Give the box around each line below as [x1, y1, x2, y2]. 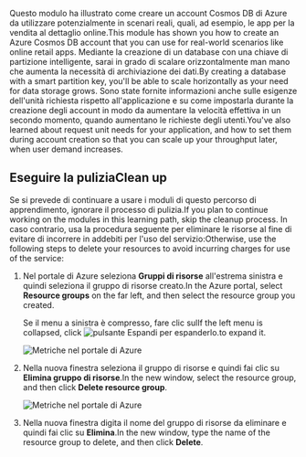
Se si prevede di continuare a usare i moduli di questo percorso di [9, 194, 258, 205]
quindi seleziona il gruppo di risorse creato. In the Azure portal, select [22, 280, 283, 291]
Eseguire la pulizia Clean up [9, 170, 167, 186]
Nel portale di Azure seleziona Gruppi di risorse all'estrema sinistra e [22, 270, 283, 282]
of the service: [9, 252, 64, 263]
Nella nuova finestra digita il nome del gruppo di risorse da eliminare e [22, 417, 287, 428]
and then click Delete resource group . [22, 381, 167, 392]
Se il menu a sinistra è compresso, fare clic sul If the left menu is [22, 317, 263, 328]
